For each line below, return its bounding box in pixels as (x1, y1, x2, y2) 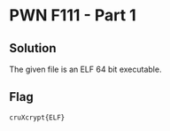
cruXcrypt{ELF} (9, 112, 66, 122)
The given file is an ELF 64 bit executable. (9, 64, 162, 74)
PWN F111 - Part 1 (9, 5, 137, 26)
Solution (9, 41, 57, 56)
